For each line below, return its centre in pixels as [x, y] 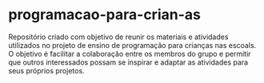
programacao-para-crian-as [105, 15]
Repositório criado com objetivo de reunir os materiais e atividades [118, 37]
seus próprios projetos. [47, 70]
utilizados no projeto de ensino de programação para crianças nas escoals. [132, 45]
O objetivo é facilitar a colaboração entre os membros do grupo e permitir [130, 53]
